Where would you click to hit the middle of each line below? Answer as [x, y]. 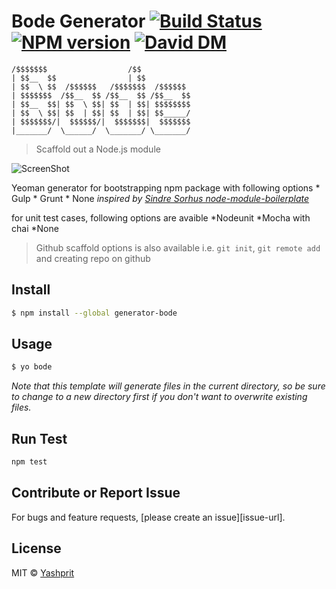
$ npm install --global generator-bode [94, 313]
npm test [29, 462]
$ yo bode [32, 367]
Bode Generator [78, 21]
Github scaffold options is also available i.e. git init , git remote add [178, 247]
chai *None [35, 228]
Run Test [39, 438]
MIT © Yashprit [43, 572]
